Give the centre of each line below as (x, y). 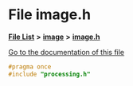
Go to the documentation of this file (66, 52)
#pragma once (30, 66)
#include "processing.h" (49, 74)
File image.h (50, 15)
